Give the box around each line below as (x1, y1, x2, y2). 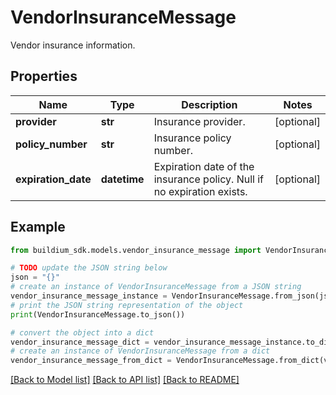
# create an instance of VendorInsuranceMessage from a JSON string (10, 282, 302, 292)
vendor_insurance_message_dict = (10, 337, 150, 347)
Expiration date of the (153, 159, 255, 173)
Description (181, 97, 238, 111)
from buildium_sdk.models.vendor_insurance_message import (10, 245, 262, 255)
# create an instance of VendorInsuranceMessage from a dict (10, 346, 271, 356)
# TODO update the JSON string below (10, 263, 168, 273)
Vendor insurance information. (10, 39, 136, 51)
